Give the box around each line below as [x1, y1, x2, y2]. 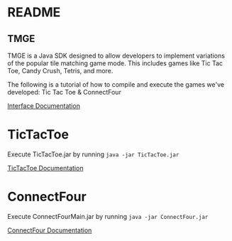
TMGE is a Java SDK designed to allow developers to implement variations [7, 51, 226, 60]
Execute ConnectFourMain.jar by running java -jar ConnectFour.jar [7, 212, 209, 220]
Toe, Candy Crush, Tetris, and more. [7, 67, 114, 75]
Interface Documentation [7, 102, 80, 110]
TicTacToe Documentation [7, 164, 84, 172]
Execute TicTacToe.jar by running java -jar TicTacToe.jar [7, 150, 179, 159]
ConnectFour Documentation [7, 225, 92, 235]
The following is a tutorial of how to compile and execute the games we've [7, 80, 225, 89]
